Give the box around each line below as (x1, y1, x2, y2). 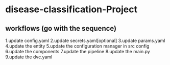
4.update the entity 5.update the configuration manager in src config (5, 43, 150, 49)
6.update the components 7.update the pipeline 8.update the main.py (5, 49, 151, 54)
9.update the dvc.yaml (5, 54, 53, 60)
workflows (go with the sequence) (5, 24, 116, 33)
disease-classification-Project (5, 4, 138, 15)
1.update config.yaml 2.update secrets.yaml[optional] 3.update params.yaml (5, 37, 165, 44)
